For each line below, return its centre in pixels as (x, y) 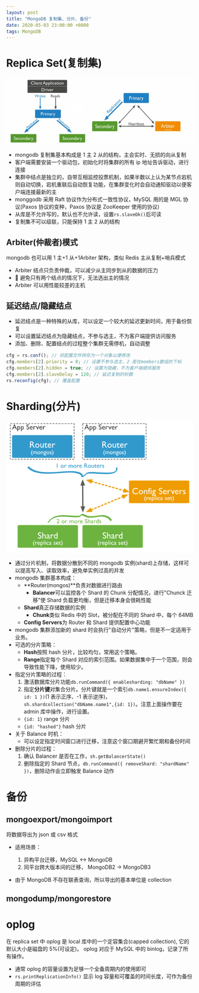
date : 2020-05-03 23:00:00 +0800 (48, 25)
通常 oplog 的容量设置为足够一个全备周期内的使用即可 (80, 969)
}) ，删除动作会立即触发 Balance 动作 (69, 771)
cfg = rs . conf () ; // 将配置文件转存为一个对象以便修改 (68, 356)
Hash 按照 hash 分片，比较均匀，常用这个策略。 (82, 652)
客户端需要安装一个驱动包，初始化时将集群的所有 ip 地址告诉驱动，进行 (102, 162)
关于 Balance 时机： (39, 734)
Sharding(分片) (44, 406)
